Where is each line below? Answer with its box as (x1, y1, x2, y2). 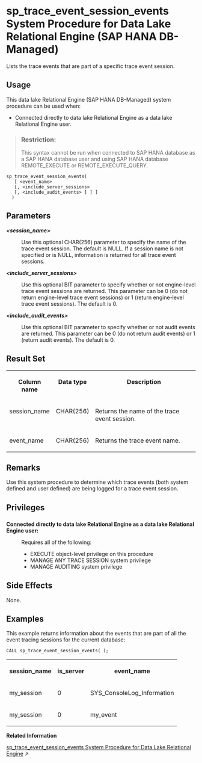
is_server (57, 667, 85, 675)
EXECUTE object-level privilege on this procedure (29, 550, 154, 557)
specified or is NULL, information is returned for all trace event (21, 251, 176, 258)
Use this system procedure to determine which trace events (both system (6, 478, 188, 486)
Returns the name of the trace (95, 407, 180, 415)
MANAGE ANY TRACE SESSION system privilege (29, 557, 151, 564)
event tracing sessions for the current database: (6, 636, 126, 643)
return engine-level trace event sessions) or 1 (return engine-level (21, 294, 185, 301)
